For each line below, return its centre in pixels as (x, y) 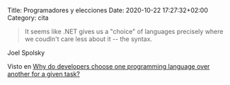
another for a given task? (44, 74)
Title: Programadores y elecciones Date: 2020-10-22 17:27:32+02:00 (108, 10)
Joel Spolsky (26, 53)
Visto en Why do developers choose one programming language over (109, 66)
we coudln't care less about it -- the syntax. (88, 39)
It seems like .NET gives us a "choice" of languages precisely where (124, 32)
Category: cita (28, 18)
